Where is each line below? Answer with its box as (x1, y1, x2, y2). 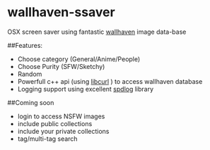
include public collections (17, 119, 93, 127)
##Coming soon (7, 98, 54, 106)
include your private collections (17, 127, 110, 135)
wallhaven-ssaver (7, 4, 115, 20)
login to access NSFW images (17, 112, 105, 120)
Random (17, 70, 42, 78)
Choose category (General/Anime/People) (17, 54, 141, 63)
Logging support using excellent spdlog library (17, 85, 154, 93)
